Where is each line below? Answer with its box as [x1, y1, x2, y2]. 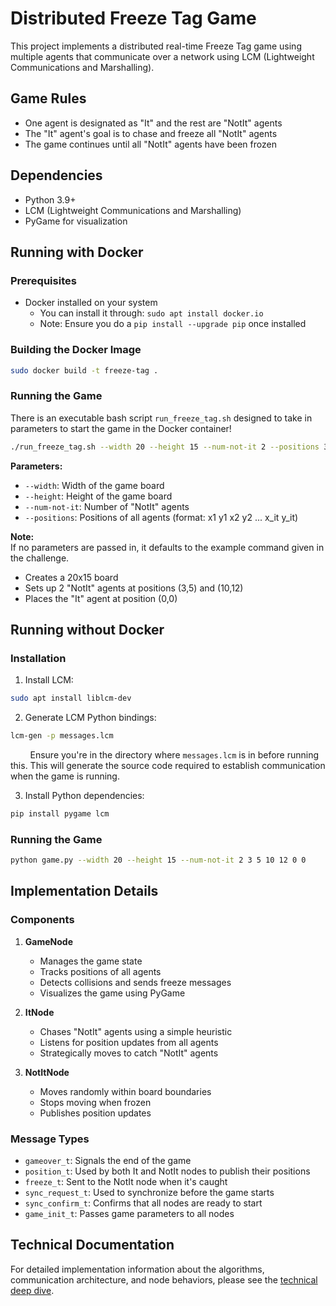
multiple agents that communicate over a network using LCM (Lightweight [10, 50, 315, 62]
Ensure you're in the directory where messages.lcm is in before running [29, 749, 320, 761]
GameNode [24, 935, 73, 947]
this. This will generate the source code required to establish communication [10, 760, 326, 772]
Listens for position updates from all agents [39, 1036, 219, 1048]
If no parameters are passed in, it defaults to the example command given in [10, 541, 325, 553]
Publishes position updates [39, 1107, 152, 1119]
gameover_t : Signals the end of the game [24, 1155, 192, 1167]
